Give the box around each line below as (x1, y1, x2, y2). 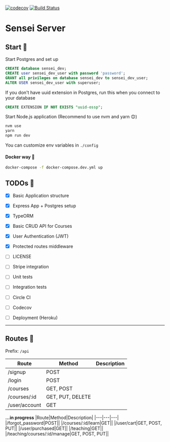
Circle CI (12, 294, 31, 300)
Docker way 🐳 (5, 154, 35, 160)
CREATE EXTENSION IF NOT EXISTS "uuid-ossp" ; (5, 105, 103, 110)
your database (5, 94, 35, 101)
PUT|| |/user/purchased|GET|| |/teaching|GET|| (5, 425, 104, 431)
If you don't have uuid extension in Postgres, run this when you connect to (5, 89, 160, 95)
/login (8, 377, 22, 384)
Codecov (12, 304, 32, 311)
